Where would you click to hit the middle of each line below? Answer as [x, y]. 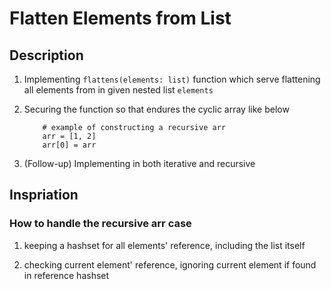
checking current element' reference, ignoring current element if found [170, 264]
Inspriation [44, 195]
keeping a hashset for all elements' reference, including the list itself [164, 245]
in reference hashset [66, 275]
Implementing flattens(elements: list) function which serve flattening [172, 79]
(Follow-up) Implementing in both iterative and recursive [139, 163]
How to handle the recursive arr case [100, 224]
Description [46, 55]
